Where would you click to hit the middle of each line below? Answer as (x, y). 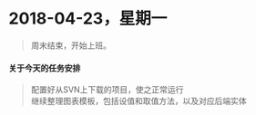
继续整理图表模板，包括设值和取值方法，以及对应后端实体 (138, 101)
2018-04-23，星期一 (88, 19)
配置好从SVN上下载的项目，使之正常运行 (107, 90)
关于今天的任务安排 (45, 68)
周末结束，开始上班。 (71, 45)
